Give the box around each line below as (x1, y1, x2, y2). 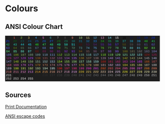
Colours (5, 3, 38, 14)
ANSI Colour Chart (5, 23, 63, 31)
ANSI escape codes (5, 113, 45, 119)
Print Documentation (5, 104, 47, 110)
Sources (5, 91, 31, 99)
